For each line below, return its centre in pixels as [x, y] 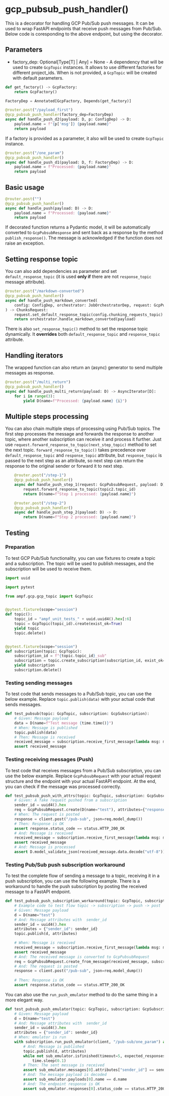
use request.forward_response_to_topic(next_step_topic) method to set [81, 445]
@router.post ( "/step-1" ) [40, 475]
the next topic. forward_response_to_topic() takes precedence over [76, 450]
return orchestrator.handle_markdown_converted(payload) [75, 319]
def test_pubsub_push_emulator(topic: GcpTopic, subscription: [73, 1009]
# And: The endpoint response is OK [62, 1084]
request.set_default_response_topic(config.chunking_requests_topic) [89, 315]
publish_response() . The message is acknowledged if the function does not [84, 238]
